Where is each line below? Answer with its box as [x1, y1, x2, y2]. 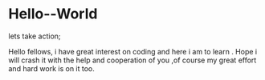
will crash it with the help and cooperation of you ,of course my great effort [8, 55, 257, 65]
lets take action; [8, 31, 62, 41]
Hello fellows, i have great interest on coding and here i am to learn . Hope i [8, 46, 258, 56]
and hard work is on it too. [8, 63, 95, 73]
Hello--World [8, 5, 98, 23]
